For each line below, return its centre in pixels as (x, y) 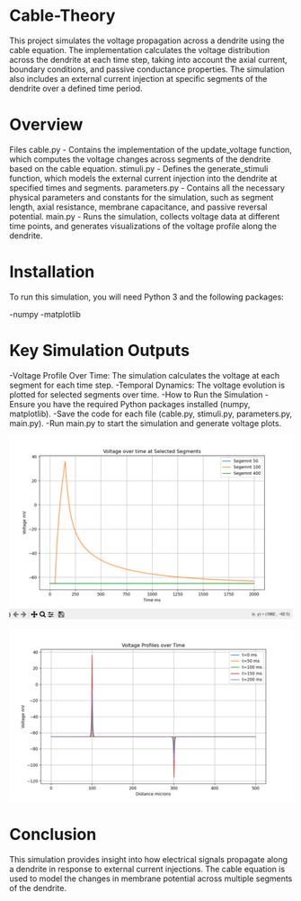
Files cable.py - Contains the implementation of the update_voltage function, (150, 149)
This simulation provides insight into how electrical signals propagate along (149, 859)
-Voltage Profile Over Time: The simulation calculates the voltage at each (145, 375)
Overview (46, 125)
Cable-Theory (62, 16)
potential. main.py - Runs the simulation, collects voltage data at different (145, 216)
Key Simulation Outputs (100, 351)
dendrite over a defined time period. (76, 88)
